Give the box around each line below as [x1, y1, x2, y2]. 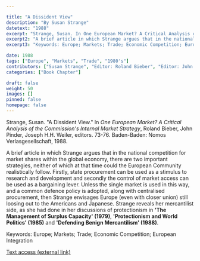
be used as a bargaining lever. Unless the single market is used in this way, [6, 180, 190, 188]
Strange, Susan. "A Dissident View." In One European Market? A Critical [6, 118, 182, 125]
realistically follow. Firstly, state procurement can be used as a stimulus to [6, 168, 187, 175]
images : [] [6, 91, 33, 97]
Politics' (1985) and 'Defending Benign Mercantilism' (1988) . [6, 219, 159, 226]
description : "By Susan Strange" [6, 19, 89, 26]
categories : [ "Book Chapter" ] [6, 69, 82, 75]
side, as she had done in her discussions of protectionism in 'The [6, 206, 167, 213]
